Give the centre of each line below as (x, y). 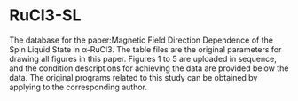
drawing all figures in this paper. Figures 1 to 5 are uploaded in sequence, (143, 58)
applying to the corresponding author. (78, 87)
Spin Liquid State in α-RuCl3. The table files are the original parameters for (145, 49)
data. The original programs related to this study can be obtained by (133, 77)
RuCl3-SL (45, 16)
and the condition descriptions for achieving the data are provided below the (149, 68)
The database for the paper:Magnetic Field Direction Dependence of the (141, 40)
